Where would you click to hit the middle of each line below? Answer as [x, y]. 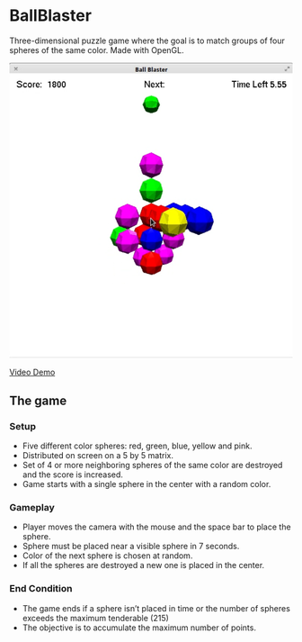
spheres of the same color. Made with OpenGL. [97, 50]
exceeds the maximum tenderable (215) [95, 618]
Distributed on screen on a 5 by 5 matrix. [98, 456]
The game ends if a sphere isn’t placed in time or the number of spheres [156, 608]
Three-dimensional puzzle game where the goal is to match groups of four [147, 41]
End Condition [41, 589]
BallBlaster [51, 16]
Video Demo [32, 372]
